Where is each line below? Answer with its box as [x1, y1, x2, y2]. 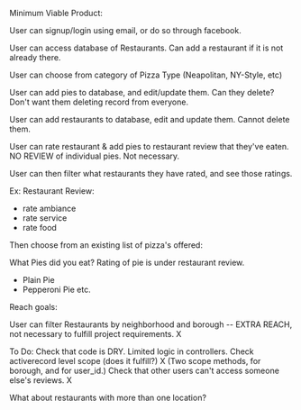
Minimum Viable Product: [9, 8, 104, 18]
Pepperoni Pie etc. [22, 284, 92, 295]
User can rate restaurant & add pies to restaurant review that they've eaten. [9, 141, 290, 151]
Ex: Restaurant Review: [9, 186, 95, 196]
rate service [22, 213, 68, 223]
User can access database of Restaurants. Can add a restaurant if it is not [9, 42, 284, 53]
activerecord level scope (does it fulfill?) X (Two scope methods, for [9, 356, 261, 366]
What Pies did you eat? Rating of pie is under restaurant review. [9, 257, 245, 268]
